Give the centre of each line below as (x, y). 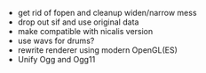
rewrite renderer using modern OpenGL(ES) (97, 50)
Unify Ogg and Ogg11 (56, 59)
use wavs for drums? (56, 40)
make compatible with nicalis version (85, 31)
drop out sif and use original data (78, 22)
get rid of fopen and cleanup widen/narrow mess (107, 13)
